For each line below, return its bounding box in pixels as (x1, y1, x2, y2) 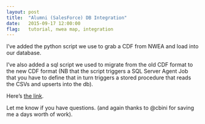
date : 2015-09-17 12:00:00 (6, 20, 81, 26)
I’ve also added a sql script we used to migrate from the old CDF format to (6, 61, 193, 68)
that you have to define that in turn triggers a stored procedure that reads (6, 74, 192, 81)
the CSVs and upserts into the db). (6, 81, 94, 88)
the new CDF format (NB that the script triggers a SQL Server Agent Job (6, 68, 188, 75)
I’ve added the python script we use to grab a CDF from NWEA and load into (6, 43, 199, 50)
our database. (6, 49, 42, 57)
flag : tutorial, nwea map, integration (6, 26, 114, 32)
